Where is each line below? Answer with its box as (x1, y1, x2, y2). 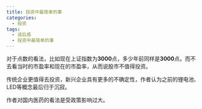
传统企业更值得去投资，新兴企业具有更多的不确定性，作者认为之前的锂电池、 (6, 76, 200, 83)
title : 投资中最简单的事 (6, 9, 62, 15)
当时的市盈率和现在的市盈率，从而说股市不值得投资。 (17, 62, 151, 70)
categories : (6, 15, 37, 21)
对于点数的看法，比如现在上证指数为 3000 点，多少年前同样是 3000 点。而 (6, 55, 191, 62)
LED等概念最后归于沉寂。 (6, 83, 70, 91)
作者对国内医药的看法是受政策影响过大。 (6, 96, 108, 103)
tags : (6, 26, 20, 32)
